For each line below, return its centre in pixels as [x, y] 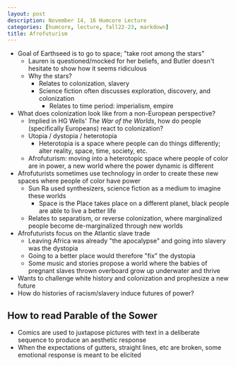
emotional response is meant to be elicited [79, 355]
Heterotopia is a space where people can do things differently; [130, 144]
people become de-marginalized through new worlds [106, 226]
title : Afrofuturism [38, 33]
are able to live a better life [77, 211]
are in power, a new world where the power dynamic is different [121, 166]
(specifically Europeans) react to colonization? [96, 128]
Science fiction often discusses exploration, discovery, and [124, 91]
